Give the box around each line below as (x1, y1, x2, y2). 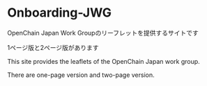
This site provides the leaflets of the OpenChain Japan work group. (7, 57, 200, 65)
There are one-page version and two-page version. (7, 71, 155, 79)
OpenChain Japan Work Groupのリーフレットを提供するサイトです (7, 28, 199, 37)
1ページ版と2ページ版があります (7, 43, 99, 51)
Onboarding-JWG (7, 5, 112, 21)
